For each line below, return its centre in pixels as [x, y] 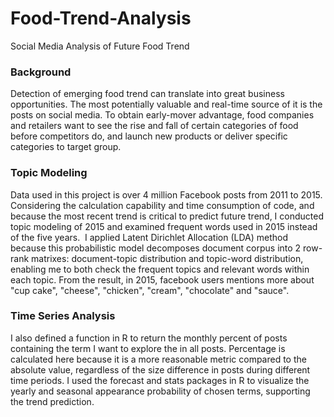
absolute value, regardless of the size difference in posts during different [160, 369]
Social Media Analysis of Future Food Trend [100, 46]
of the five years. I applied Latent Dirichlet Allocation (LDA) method [149, 237]
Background [41, 72]
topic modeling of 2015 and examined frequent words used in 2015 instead [164, 226]
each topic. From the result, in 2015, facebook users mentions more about [162, 279]
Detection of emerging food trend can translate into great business [147, 94]
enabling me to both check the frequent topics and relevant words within [160, 269]
